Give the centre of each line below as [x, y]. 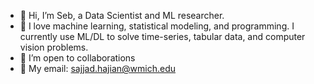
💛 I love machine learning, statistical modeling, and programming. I [157, 26]
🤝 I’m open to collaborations [77, 58]
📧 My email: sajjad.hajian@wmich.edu [97, 68]
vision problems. [54, 47]
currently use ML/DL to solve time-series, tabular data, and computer [162, 36]
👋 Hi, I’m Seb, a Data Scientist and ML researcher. [122, 15]
